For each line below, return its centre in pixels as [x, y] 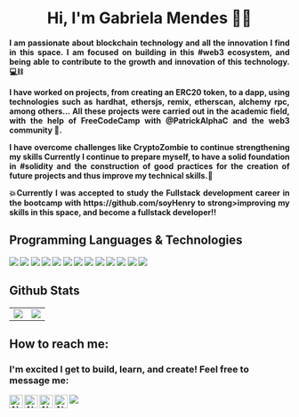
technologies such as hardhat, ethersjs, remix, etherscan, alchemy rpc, [149, 101]
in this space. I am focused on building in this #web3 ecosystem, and [149, 52]
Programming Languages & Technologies [126, 241]
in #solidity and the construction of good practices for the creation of [149, 166]
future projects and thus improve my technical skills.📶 [111, 175]
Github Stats [44, 291]
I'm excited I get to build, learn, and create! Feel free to [129, 369]
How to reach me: [59, 344]
